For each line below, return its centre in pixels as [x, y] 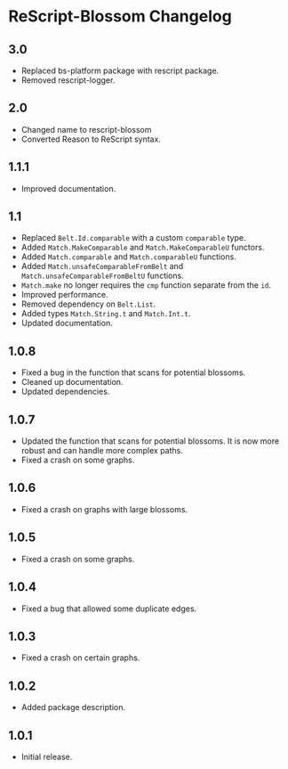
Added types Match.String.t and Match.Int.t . [106, 314]
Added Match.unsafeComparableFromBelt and [102, 266]
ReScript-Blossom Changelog [120, 16]
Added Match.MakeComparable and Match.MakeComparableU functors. [143, 248]
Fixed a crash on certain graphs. [80, 658]
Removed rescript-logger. [68, 80]
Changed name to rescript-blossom [86, 129]
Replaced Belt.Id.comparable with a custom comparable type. [133, 238]
